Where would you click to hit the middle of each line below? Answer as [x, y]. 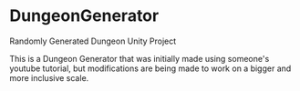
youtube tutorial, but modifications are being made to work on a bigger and [150, 68]
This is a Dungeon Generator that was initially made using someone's [140, 58]
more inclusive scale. [49, 77]
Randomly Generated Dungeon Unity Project [93, 41]
